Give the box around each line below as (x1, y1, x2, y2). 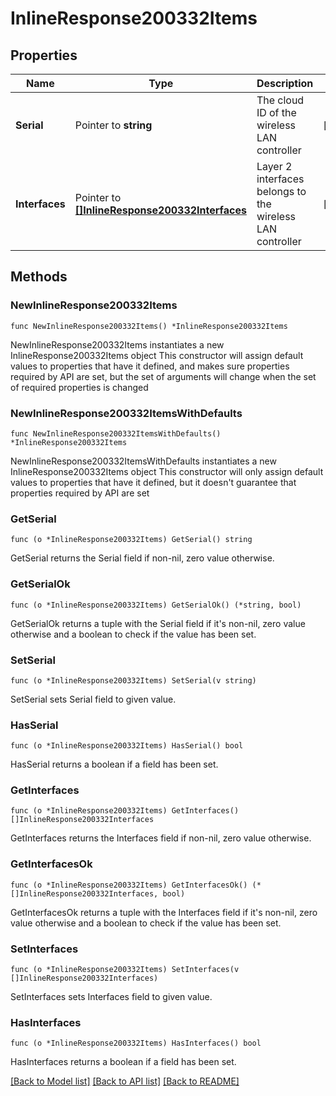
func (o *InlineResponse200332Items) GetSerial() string (10, 535, 253, 545)
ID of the (256, 106, 297, 119)
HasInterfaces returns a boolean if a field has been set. (10, 1056, 237, 1068)
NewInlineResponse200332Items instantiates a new (10, 338, 225, 351)
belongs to (256, 185, 307, 198)
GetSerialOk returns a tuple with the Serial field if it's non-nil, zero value (10, 617, 306, 629)
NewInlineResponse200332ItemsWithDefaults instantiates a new (10, 455, 277, 467)
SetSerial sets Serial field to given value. (10, 693, 177, 705)
